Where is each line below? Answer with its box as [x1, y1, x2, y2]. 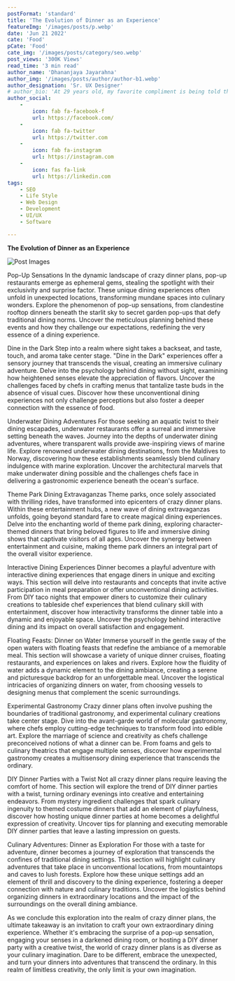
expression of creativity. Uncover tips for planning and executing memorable [7, 819, 228, 828]
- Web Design [20, 199, 58, 206]
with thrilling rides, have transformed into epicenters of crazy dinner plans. [7, 497, 222, 506]
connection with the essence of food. [7, 403, 115, 411]
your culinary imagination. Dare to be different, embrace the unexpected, [7, 950, 218, 959]
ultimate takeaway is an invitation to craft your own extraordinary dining [7, 921, 214, 929]
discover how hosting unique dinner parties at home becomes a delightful [7, 812, 220, 820]
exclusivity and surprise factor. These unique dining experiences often [7, 285, 211, 294]
